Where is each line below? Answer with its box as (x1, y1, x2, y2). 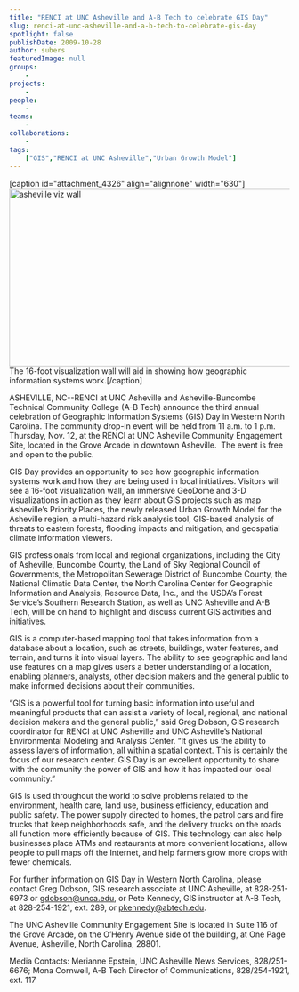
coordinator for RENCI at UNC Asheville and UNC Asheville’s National (9, 726, 263, 737)
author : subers (9, 46, 66, 55)
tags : (9, 145, 29, 154)
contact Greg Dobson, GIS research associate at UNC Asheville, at (9, 883, 253, 894)
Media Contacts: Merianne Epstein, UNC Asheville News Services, (9, 956, 252, 966)
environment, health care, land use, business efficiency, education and (9, 800, 269, 811)
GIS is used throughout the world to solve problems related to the (9, 790, 249, 801)
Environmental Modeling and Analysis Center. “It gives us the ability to (9, 735, 267, 746)
